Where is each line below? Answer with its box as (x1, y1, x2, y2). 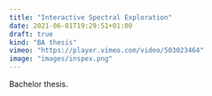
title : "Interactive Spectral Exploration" (9, 12, 173, 22)
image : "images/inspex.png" (9, 54, 114, 63)
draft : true (9, 29, 53, 38)
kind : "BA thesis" (9, 37, 77, 47)
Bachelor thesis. (9, 79, 68, 89)
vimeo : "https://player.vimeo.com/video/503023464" (9, 46, 204, 55)
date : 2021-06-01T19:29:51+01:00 (9, 21, 133, 30)
